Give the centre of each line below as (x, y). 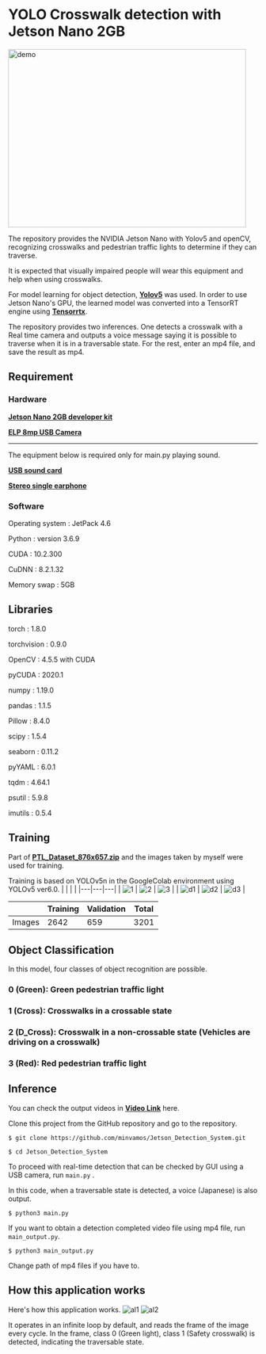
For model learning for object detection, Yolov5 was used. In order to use (128, 294)
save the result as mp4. (46, 352)
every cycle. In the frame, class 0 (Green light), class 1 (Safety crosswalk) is (132, 1333)
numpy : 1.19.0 (31, 690)
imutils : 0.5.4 (30, 813)
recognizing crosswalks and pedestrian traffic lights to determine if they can (133, 246)
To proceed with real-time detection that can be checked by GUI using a (126, 1166)
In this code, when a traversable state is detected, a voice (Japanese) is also (133, 1190)
